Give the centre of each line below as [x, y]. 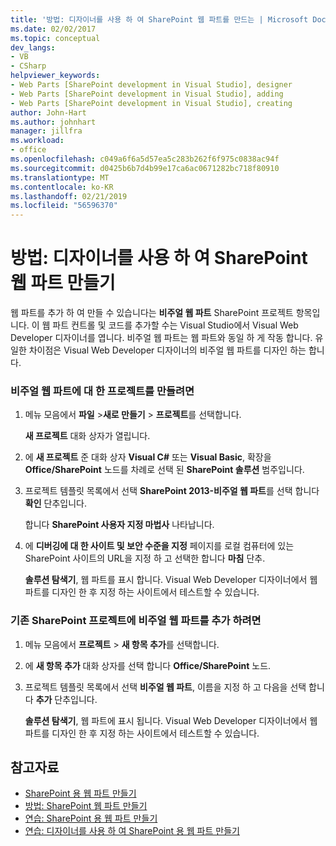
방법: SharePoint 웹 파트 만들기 [86, 806]
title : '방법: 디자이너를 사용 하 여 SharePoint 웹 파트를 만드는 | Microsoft [159, 19]
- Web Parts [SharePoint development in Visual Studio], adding [147, 94]
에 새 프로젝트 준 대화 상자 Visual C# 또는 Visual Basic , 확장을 [148, 457]
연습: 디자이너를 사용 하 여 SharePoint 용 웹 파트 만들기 [132, 831]
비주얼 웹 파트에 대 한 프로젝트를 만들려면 [102, 391]
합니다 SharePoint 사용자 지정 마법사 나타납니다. [119, 525]
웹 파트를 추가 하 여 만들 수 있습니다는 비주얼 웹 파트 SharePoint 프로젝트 [152, 313]
